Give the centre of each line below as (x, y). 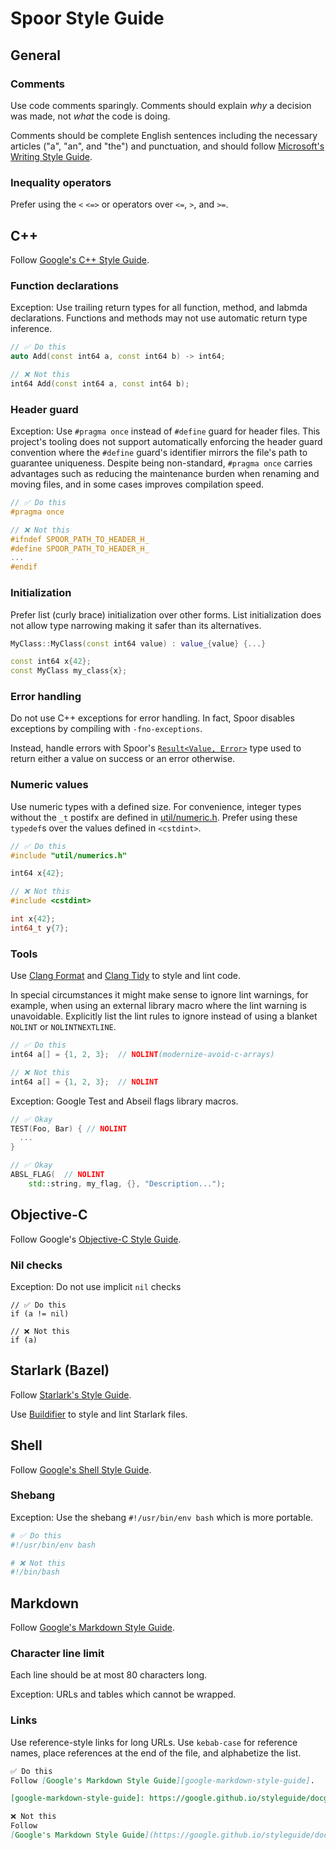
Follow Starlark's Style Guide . (71, 1394)
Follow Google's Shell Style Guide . (81, 1469)
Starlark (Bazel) (60, 1370)
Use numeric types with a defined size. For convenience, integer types (156, 806)
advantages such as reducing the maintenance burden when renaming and (165, 474)
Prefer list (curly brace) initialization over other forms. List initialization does (166, 614)
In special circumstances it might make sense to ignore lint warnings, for (159, 995)
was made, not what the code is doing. (90, 116)
